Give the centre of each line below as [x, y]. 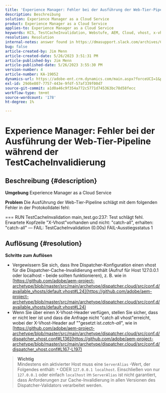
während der [32, 152]
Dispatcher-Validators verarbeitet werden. [60, 385]
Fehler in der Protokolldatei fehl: [38, 208]
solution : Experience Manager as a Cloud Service [57, 19]
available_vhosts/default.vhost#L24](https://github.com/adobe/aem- [82, 291]
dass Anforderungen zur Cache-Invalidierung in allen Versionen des [86, 380]
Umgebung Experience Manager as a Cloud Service [58, 193]
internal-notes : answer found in [40, 42]
